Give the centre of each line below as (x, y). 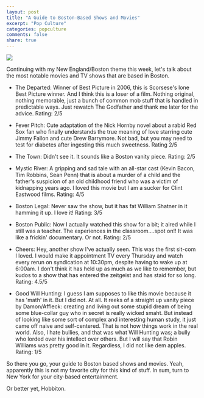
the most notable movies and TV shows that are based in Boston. (88, 76)
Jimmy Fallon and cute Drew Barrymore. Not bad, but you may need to (104, 138)
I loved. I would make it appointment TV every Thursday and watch (99, 256)
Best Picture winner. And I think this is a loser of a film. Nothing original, (105, 94)
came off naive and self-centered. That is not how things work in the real (106, 326)
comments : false (27, 35)
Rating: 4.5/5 (31, 282)
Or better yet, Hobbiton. (36, 389)
